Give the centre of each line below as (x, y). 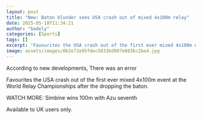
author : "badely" (28, 29)
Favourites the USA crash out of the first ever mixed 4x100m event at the (96, 79)
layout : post (23, 12)
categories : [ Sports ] (33, 34)
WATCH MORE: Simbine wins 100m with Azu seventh (72, 97)
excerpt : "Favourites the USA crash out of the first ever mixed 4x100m (99, 46)
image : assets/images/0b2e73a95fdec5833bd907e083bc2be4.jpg (83, 51)
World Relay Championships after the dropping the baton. (78, 86)
